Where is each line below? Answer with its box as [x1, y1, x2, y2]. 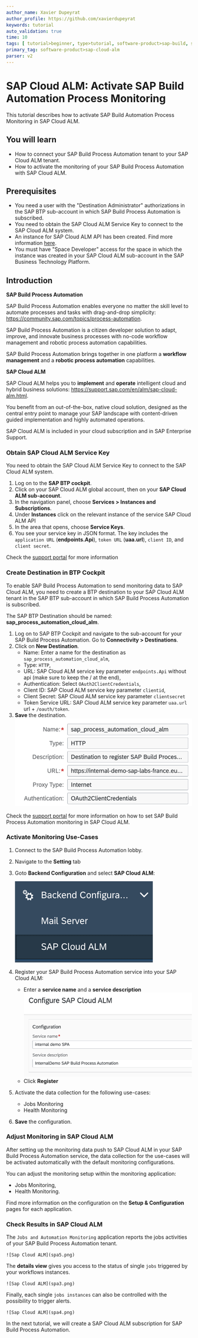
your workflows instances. [6, 1269, 71, 1276]
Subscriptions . [14, 505, 52, 512]
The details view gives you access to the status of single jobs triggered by [6, 1262, 188, 1270]
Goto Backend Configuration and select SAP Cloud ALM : [14, 869, 155, 876]
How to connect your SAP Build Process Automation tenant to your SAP [14, 151, 189, 158]
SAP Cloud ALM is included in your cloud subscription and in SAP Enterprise [6, 428, 192, 435]
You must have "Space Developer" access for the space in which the [14, 246, 183, 253]
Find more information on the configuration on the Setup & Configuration [6, 1199, 184, 1206]
